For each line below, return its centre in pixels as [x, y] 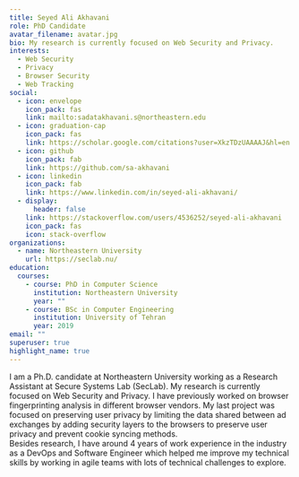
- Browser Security [54, 76]
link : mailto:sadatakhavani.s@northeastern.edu [115, 117]
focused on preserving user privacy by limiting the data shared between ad [148, 414]
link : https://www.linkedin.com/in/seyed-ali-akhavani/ [132, 193]
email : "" [28, 334]
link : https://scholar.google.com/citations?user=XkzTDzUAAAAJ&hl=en [158, 143]
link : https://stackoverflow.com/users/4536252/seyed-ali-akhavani [154, 217]
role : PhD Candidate [48, 26]
